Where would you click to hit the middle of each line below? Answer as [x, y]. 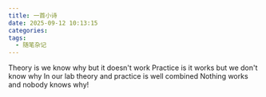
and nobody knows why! [49, 85]
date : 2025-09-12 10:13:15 [53, 23]
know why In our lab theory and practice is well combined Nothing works [129, 76]
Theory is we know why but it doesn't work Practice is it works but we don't [133, 68]
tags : [17, 38]
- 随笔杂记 [31, 45]
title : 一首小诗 [33, 16]
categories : [28, 30]
